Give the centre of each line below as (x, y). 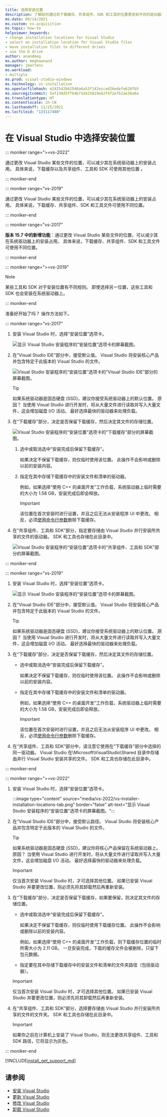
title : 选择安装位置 (24, 10)
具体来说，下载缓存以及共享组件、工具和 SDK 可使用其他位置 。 (80, 169)
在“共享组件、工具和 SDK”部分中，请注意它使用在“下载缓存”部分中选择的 (86, 746)
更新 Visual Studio (31, 1097)
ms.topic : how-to (23, 28)
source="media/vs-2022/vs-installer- (101, 799)
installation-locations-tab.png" (44, 805)
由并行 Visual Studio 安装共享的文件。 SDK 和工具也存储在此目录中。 (83, 759)
